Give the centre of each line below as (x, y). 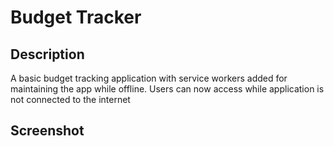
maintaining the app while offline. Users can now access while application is (167, 89)
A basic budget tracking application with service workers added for (149, 78)
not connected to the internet (70, 99)
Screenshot (47, 131)
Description (47, 54)
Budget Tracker (76, 17)
